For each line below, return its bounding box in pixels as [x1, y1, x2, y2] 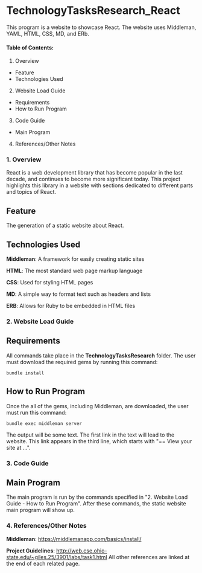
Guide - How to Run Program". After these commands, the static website [6, 500, 186, 507]
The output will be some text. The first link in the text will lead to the [6, 431, 175, 438]
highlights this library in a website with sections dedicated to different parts [6, 182, 194, 189]
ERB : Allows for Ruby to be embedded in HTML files [6, 303, 136, 310]
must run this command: [6, 409, 67, 416]
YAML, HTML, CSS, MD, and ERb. [6, 30, 89, 37]
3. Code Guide [6, 459, 49, 467]
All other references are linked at [108, 553, 190, 560]
